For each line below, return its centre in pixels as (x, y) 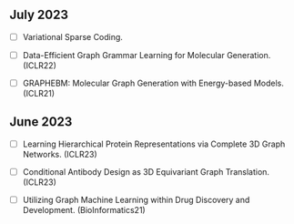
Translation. (248, 171)
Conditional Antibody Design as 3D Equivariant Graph (123, 171)
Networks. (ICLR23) (60, 154)
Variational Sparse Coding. (72, 36)
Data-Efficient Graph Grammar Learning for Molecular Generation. (147, 55)
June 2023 (41, 122)
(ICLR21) (39, 93)
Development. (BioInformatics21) (84, 210)
